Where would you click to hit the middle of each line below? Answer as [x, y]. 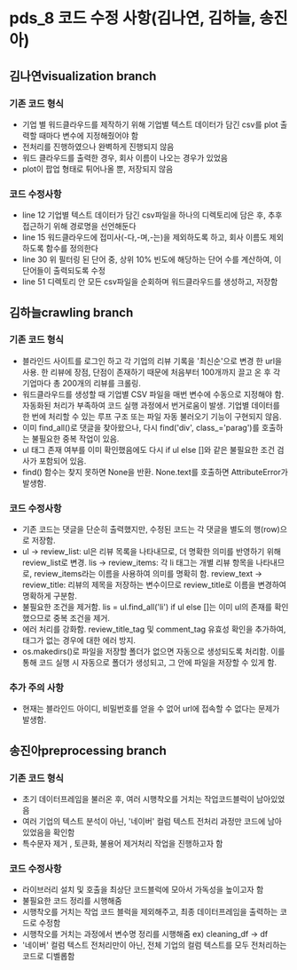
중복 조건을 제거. [82, 618]
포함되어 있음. [63, 461]
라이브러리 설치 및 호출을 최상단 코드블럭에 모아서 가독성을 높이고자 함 [143, 890]
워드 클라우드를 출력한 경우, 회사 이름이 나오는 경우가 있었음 [125, 157]
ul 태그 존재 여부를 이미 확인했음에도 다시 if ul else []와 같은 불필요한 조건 [148, 449]
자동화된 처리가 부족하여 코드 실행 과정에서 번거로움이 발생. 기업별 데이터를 [151, 405]
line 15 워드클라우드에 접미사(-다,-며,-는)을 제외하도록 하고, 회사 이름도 [145, 237]
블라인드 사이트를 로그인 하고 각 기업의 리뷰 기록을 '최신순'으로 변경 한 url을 [152, 361]
